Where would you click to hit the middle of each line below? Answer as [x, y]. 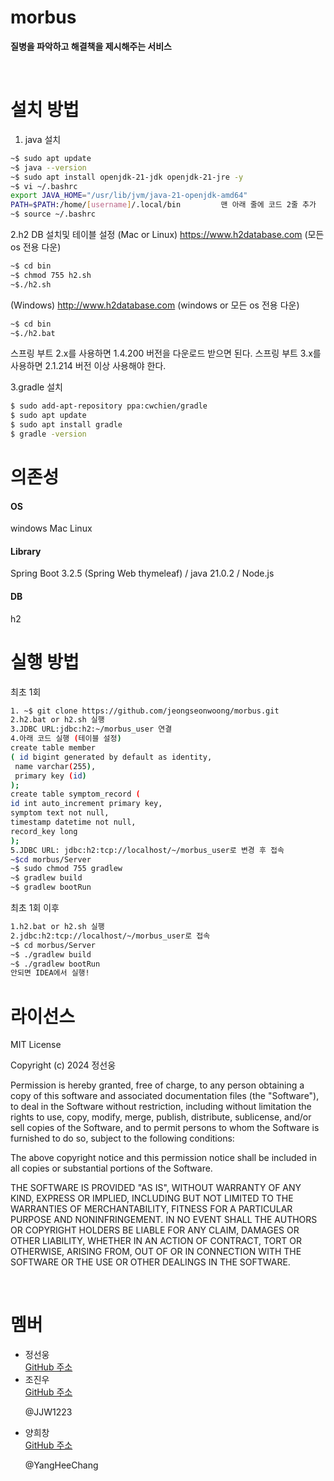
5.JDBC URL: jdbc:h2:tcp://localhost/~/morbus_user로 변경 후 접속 [147, 850]
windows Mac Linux [51, 528]
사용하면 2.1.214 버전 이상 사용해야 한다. [88, 366]
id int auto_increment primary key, [86, 804]
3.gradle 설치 [36, 387]
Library [26, 551]
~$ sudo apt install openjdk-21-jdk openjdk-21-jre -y [127, 177]
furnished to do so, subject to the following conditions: [122, 1138]
